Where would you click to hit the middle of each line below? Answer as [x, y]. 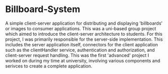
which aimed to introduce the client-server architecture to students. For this [84, 34]
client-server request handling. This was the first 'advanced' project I [77, 55]
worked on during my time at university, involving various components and [83, 60]
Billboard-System [43, 9]
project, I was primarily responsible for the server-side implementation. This [84, 39]
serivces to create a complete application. [49, 66]
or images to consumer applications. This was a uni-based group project [81, 28]
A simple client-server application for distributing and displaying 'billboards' [84, 23]
